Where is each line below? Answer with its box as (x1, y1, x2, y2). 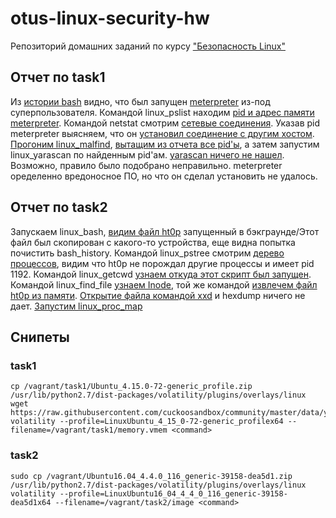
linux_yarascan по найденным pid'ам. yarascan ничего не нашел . (10, 148, 285, 161)
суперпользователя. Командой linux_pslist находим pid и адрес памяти (10, 106, 315, 118)
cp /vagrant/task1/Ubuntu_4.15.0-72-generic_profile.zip (10, 382, 253, 392)
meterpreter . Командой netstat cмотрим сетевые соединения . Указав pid (10, 117, 321, 129)
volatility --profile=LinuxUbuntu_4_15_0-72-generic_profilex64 (10, 417, 284, 427)
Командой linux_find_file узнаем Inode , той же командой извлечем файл (10, 278, 318, 291)
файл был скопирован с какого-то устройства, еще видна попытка (10, 236, 296, 248)
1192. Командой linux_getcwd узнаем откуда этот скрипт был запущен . (10, 268, 312, 280)
